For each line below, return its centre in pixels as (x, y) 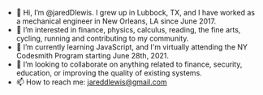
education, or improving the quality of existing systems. (109, 73)
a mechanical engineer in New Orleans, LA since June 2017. (116, 21)
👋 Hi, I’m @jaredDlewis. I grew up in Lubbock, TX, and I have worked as (136, 13)
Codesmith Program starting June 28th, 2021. (92, 56)
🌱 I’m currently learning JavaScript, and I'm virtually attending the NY (132, 47)
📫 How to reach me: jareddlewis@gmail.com (92, 82)
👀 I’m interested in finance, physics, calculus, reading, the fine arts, (128, 30)
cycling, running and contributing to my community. (102, 38)
